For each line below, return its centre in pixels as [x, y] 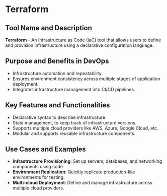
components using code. [38, 167]
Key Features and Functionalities [58, 105]
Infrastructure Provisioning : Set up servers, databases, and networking [87, 161]
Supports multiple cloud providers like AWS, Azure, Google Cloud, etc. [85, 128]
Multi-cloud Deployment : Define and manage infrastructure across [82, 183]
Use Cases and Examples [46, 149]
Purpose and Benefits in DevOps [57, 61]
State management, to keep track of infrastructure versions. [74, 122]
